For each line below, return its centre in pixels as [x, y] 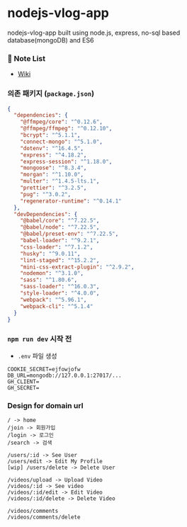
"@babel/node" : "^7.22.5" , [60, 227]
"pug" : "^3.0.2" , [46, 194]
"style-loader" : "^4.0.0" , [60, 293]
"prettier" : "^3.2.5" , [53, 188]
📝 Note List [27, 58]
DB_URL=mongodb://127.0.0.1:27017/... [64, 375]
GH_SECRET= [23, 387]
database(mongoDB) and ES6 [51, 40]
